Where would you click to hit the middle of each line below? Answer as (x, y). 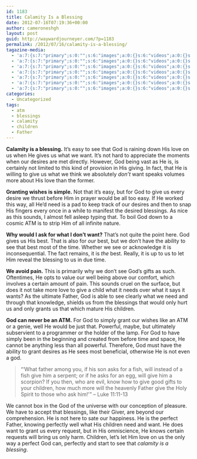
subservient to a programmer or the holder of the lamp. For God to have (93, 332)
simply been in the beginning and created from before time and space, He (96, 339)
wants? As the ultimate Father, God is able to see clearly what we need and (97, 296)
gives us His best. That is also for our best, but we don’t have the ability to (96, 241)
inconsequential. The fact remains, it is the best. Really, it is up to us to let (95, 253)
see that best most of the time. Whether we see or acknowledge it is (89, 247)
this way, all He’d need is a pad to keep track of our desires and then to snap (99, 204)
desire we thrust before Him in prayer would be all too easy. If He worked (95, 198)
